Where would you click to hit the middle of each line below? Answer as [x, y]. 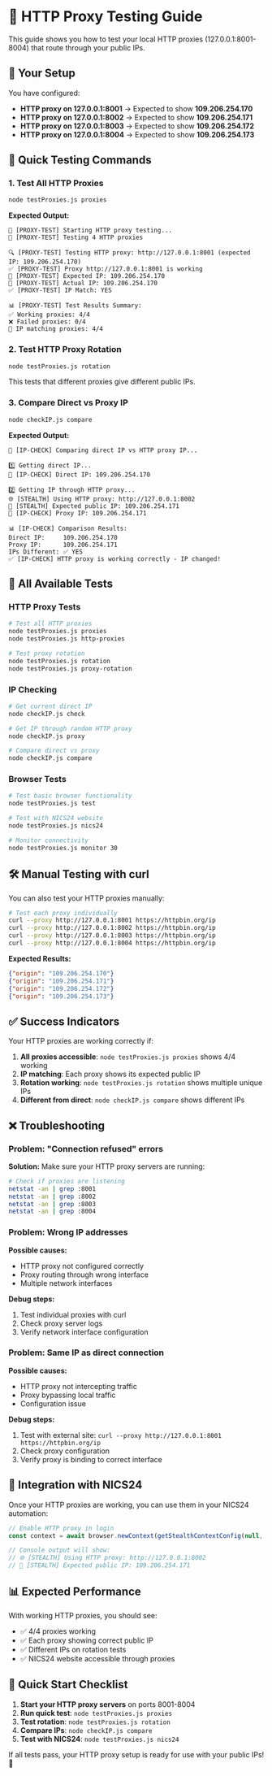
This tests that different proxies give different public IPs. [102, 382]
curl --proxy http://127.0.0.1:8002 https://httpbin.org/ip [112, 928]
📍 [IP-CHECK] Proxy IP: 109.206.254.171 [78, 513]
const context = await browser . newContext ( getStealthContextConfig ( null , [136, 1535]
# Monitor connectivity [49, 840]
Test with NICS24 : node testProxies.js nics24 [99, 1739]
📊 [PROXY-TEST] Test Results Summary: [75, 306]
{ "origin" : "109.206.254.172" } [61, 988]
